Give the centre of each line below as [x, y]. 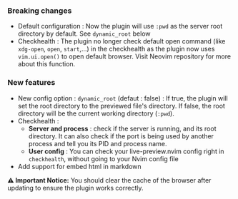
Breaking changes [40, 11]
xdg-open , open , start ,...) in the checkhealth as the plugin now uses [116, 49]
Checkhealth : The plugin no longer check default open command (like [122, 41]
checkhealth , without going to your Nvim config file [103, 158]
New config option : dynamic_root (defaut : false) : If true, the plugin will [123, 98]
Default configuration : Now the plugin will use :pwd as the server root [120, 26]
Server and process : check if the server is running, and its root [122, 128]
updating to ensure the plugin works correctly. [75, 188]
